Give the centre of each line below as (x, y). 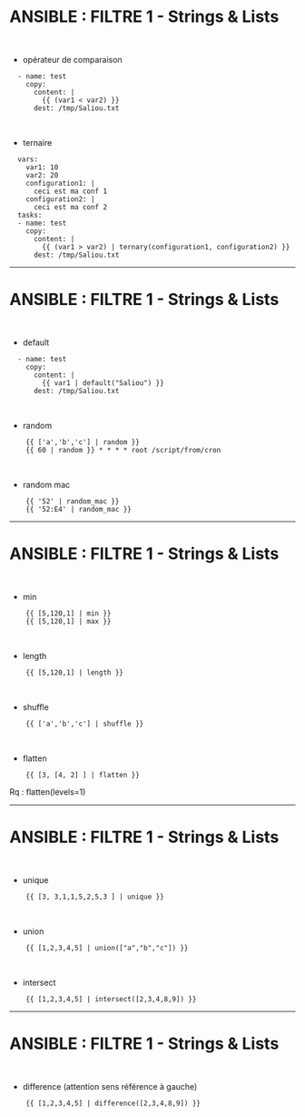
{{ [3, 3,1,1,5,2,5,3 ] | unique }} (95, 897)
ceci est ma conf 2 (70, 207)
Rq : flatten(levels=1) (48, 792)
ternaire (37, 142)
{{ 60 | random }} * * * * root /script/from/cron (123, 450)
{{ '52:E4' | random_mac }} (79, 509)
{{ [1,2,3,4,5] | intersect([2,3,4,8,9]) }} (111, 999)
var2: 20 (42, 175)
